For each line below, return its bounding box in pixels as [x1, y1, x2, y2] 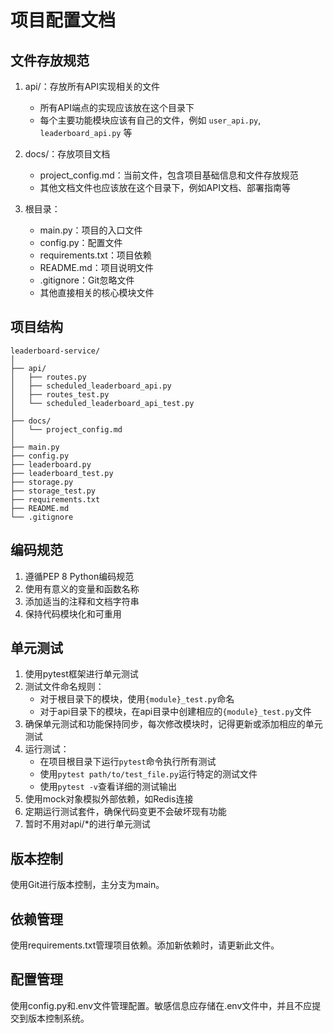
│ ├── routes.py [10, 372, 87, 382]
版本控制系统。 [27, 1012, 90, 1024]
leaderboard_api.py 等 [39, 127, 133, 138]
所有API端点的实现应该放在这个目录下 [39, 102, 195, 113]
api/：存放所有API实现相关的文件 [24, 81, 161, 92]
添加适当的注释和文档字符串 [24, 595, 140, 607]
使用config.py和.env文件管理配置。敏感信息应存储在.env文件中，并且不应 [10, 999, 313, 1011]
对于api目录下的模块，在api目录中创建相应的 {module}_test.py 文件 [39, 706, 312, 718]
